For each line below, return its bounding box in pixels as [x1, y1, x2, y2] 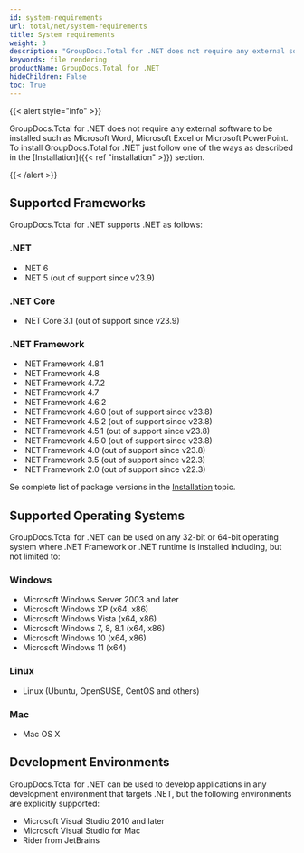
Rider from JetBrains [22, 834, 100, 846]
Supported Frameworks [9, 195, 147, 211]
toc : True [9, 81, 47, 90]
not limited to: [9, 551, 61, 562]
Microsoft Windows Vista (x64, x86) [22, 613, 157, 624]
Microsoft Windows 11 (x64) [22, 642, 127, 653]
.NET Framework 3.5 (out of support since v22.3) [22, 454, 206, 466]
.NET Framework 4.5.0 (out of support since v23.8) [22, 435, 213, 446]
